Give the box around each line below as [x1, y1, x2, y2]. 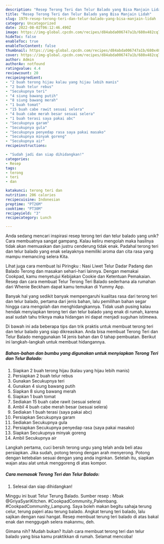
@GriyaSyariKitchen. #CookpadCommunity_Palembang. [5, 498, 118, 504]
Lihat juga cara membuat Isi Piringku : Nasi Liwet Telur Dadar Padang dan [5, 263, 153, 269]
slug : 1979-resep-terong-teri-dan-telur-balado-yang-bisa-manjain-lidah [5, 16, 156, 21]
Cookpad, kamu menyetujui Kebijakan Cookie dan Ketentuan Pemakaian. [5, 274, 151, 280]
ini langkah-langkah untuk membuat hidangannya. [5, 339, 106, 345]
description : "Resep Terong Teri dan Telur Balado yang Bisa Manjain [5, 7, 150, 12]
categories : [5, 157, 30, 161]
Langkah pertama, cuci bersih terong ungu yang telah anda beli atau [5, 444, 143, 450]
